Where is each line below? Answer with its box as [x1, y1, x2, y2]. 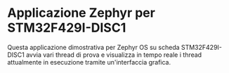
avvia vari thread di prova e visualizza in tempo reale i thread [25, 51, 202, 59]
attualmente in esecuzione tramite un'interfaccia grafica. [7, 58, 171, 66]
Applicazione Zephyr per [7, 5, 156, 21]
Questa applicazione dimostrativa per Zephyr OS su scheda [7, 43, 181, 51]
